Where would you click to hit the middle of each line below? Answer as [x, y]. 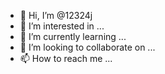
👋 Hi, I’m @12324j [56, 15]
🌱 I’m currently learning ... [73, 36]
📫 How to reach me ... [66, 58]
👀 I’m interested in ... [62, 26]
